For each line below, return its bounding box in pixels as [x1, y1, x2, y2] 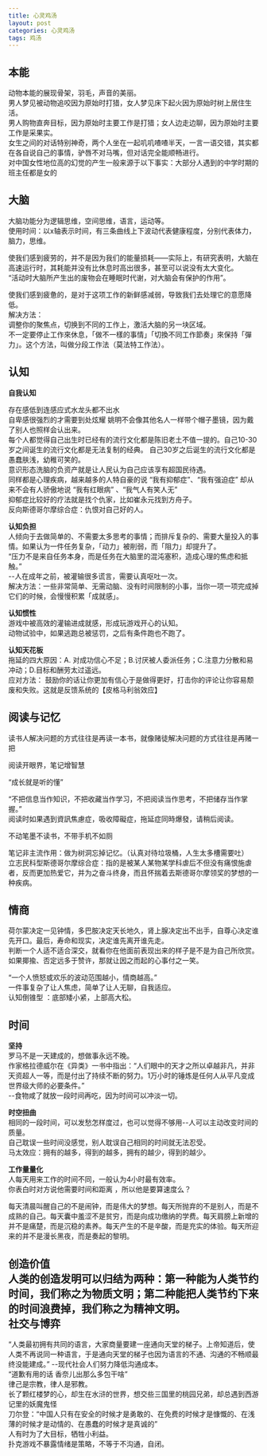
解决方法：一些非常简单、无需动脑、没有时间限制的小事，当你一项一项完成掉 [8, 581, 259, 591]
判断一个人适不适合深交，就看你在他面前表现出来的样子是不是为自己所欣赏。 [8, 946, 259, 955]
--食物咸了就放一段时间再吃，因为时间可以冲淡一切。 [8, 1091, 182, 1100]
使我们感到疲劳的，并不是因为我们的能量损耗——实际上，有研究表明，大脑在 [8, 253, 259, 262]
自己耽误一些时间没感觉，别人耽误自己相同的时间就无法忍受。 [8, 1138, 211, 1147]
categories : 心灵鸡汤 [8, 26, 75, 34]
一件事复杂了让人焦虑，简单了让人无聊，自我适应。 [8, 982, 176, 993]
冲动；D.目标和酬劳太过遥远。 [8, 665, 106, 675]
